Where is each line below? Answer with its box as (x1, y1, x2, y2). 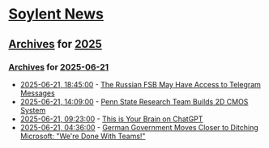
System (19, 105, 46, 115)
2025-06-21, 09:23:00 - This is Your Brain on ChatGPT (19, 114, 203, 124)
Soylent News (8, 5, 104, 23)
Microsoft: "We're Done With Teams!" (19, 131, 146, 141)
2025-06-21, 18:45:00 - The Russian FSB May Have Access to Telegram (19, 79, 262, 89)
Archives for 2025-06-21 (8, 61, 109, 73)
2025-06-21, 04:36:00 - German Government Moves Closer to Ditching (19, 122, 258, 132)
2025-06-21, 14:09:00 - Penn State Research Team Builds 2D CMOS (19, 96, 249, 106)
